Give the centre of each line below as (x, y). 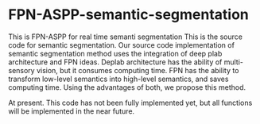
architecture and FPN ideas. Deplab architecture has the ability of (115, 62)
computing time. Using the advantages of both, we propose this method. (127, 87)
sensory (21, 70)
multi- (234, 62)
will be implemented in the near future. (72, 111)
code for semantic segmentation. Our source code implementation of (121, 45)
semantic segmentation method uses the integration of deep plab (115, 53)
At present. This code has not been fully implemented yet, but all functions (130, 103)
